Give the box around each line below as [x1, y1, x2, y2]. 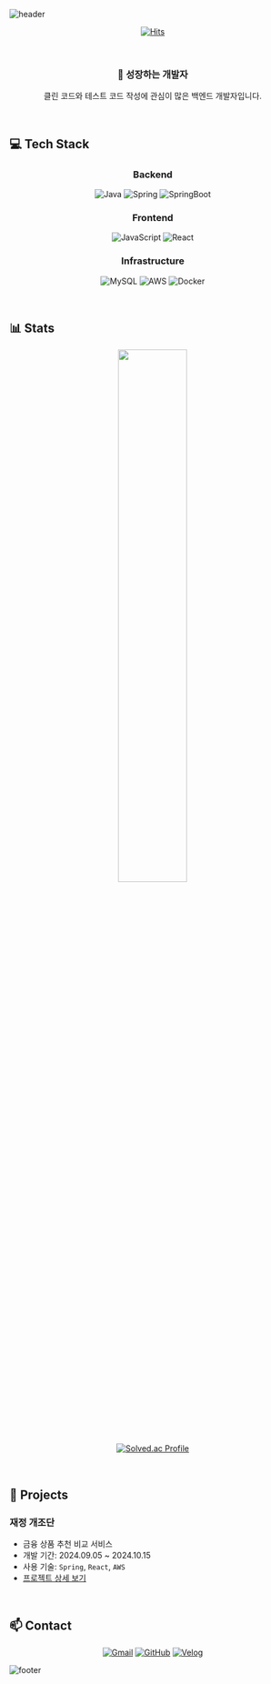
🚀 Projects [9, 1487, 69, 1502]
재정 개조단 [9, 1516, 55, 1529]
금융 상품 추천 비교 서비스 [22, 1539, 114, 1549]
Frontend [132, 211, 174, 224]
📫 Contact [9, 1619, 73, 1634]
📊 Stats [9, 320, 55, 336]
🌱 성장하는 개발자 [117, 68, 188, 81]
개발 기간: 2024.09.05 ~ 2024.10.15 [22, 1550, 152, 1561]
